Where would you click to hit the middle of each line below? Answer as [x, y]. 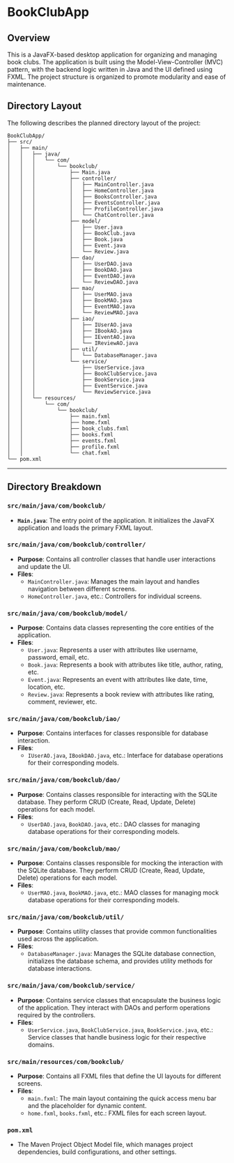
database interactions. [60, 968]
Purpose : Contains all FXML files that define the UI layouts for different [119, 1076]
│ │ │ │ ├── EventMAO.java [71, 306]
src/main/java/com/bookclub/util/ [65, 917]
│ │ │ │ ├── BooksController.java [82, 197]
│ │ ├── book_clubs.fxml [68, 428]
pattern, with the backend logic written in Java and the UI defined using [110, 69]
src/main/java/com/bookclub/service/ [71, 986]
